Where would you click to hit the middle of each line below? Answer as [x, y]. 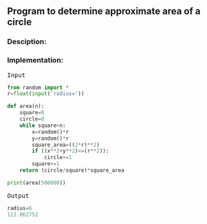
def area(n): [26, 106]
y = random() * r [51, 138]
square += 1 [46, 164]
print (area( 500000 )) [37, 183]
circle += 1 [58, 158]
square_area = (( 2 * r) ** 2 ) [66, 145]
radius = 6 [20, 208]
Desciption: [27, 42]
